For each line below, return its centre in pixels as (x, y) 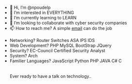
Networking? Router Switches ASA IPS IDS (52, 40)
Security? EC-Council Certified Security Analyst (57, 50)
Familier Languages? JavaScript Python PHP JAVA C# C (66, 61)
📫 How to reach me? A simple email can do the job (61, 28)
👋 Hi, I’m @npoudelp (30, 7)
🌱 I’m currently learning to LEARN (43, 18)
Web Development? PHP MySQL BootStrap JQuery (60, 45)
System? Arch (24, 56)
